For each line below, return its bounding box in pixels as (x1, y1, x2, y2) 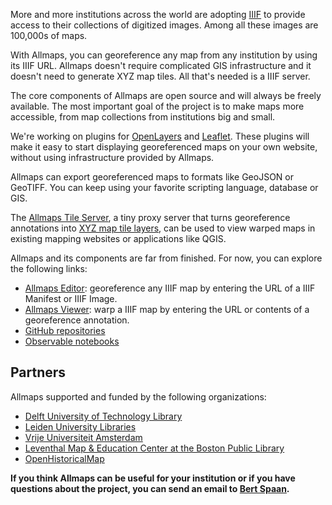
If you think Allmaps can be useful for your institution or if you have (10, 472, 296, 484)
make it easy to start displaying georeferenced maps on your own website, (10, 141, 318, 153)
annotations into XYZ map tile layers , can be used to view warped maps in (10, 222, 316, 234)
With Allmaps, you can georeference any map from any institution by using (10, 49, 318, 61)
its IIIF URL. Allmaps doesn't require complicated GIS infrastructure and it (10, 60, 312, 71)
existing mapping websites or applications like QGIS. (10, 233, 227, 244)
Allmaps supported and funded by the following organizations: (10, 390, 267, 403)
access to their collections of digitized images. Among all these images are (10, 19, 319, 31)
